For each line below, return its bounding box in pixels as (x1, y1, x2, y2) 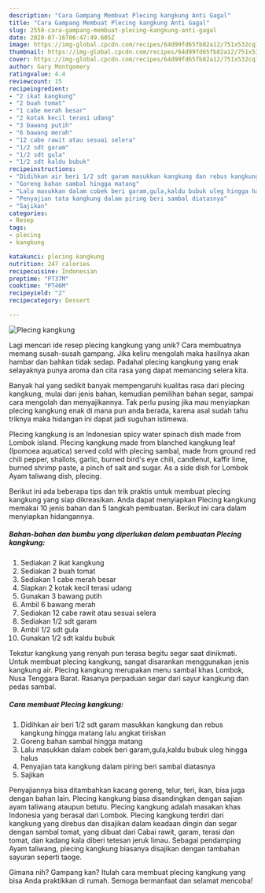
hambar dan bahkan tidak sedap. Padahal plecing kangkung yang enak (9, 357, 239, 366)
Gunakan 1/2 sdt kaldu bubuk (20, 633, 116, 643)
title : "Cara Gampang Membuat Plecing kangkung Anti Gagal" (9, 19, 211, 27)
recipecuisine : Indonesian (9, 267, 98, 276)
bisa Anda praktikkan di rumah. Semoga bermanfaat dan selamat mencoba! (9, 876, 253, 885)
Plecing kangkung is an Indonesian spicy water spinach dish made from (9, 429, 241, 439)
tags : (9, 224, 27, 232)
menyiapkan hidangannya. (9, 511, 94, 521)
